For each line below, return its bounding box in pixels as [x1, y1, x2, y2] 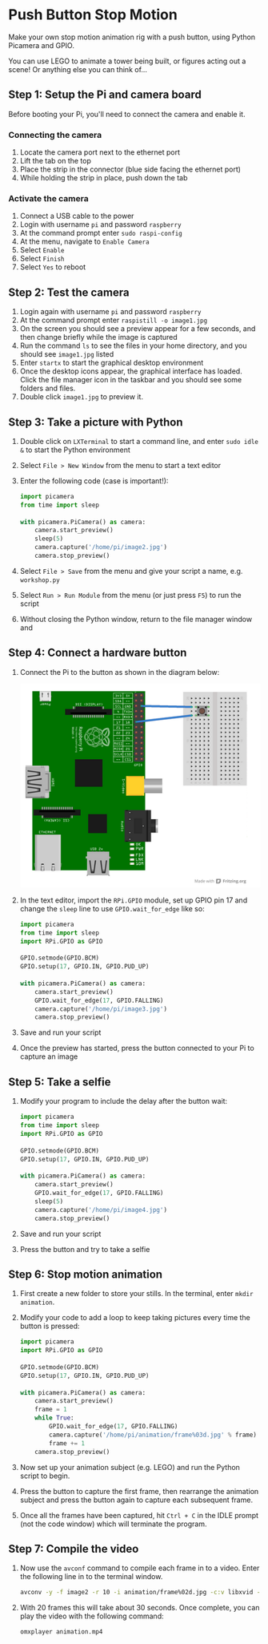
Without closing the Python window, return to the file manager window [19, 614, 253, 624]
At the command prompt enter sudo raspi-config [19, 228, 182, 238]
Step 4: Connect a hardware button [8, 646, 187, 660]
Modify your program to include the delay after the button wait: [19, 1097, 228, 1106]
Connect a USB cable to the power [19, 211, 134, 221]
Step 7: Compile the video [8, 1541, 139, 1556]
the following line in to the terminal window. [19, 1572, 163, 1581]
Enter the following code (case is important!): [19, 475, 169, 486]
